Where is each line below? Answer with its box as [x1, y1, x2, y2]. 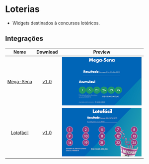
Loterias [5, 3, 40, 15]
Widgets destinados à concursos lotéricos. [12, 20, 100, 26]
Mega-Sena [7, 78, 32, 84]
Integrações [5, 34, 44, 43]
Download [36, 49, 58, 55]
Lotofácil [10, 130, 29, 136]
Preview [93, 49, 111, 55]
